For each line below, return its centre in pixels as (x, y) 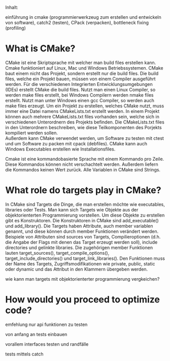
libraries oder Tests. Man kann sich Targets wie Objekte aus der (72, 209)
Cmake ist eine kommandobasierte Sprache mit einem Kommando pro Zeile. (85, 159)
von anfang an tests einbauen (36, 334)
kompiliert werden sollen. (32, 133)
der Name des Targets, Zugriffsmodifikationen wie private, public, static (80, 263)
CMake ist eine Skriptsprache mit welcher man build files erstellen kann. (81, 63)
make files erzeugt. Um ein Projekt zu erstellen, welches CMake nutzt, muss (85, 106)
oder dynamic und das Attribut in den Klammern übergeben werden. (77, 269)
